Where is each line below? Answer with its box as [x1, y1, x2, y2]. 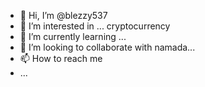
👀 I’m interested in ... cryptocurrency [19, 20, 171, 32]
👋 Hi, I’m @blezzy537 [19, 10, 108, 21]
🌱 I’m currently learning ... [19, 31, 127, 42]
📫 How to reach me [19, 53, 103, 64]
